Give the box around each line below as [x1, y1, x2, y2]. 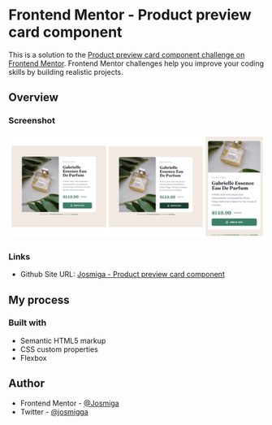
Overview [8, 91, 59, 105]
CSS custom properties [19, 344, 99, 354]
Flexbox [19, 353, 47, 362]
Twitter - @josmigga [19, 406, 89, 416]
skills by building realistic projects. [8, 67, 123, 76]
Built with [8, 317, 47, 328]
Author [8, 376, 45, 391]
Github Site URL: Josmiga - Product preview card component [19, 270, 225, 280]
